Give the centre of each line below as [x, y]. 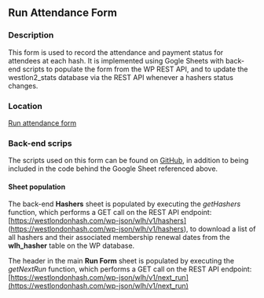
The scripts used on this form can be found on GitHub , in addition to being [128, 161]
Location [26, 106]
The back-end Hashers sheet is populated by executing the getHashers [125, 204]
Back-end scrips [40, 143]
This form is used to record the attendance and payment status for [116, 52]
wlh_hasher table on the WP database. [71, 245]
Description [31, 35]
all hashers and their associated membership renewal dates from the [119, 238]
